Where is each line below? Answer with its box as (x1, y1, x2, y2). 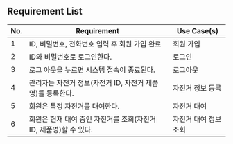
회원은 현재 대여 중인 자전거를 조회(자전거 (28, 114, 157, 124)
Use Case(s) (176, 26, 218, 35)
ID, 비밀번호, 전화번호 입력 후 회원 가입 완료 (28, 39, 162, 48)
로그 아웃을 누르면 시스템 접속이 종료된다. (28, 65, 156, 75)
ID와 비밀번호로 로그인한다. (28, 52, 112, 62)
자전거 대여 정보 (172, 114, 222, 124)
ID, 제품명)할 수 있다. (28, 125, 93, 134)
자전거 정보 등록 (172, 83, 222, 93)
